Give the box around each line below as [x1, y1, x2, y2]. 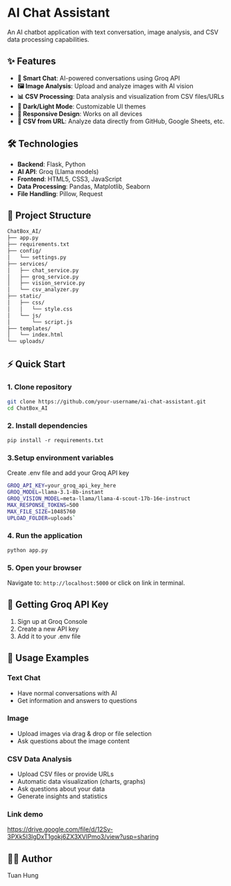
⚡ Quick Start [7, 358, 66, 370]
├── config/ [7, 248, 42, 255]
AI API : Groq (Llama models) [17, 167, 99, 175]
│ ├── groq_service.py [7, 273, 79, 280]
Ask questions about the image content [17, 736, 130, 745]
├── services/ [7, 260, 49, 267]
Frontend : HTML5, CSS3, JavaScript [17, 175, 122, 183]
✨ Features [7, 56, 56, 67]
